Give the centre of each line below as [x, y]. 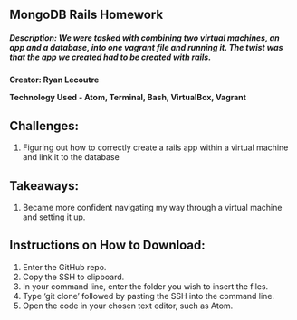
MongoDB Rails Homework [86, 15]
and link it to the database [71, 157]
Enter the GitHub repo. [64, 267]
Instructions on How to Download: [107, 245]
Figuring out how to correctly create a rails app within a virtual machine [155, 147]
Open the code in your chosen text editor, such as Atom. [128, 306]
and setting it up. [54, 217]
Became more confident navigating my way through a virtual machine [152, 207]
